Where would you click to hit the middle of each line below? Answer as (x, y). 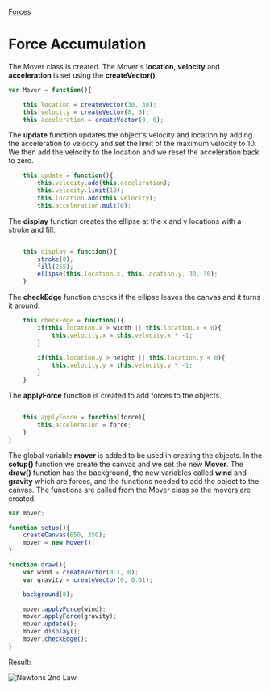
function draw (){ (37, 565)
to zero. (21, 161)
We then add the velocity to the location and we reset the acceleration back (134, 152)
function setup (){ (39, 528)
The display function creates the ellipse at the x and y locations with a (125, 221)
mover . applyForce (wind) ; (64, 609)
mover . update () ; (50, 624)
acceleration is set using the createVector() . (83, 75)
